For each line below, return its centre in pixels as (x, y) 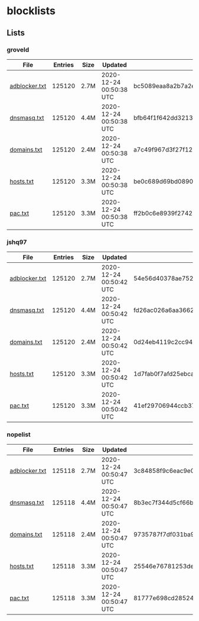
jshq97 (17, 242)
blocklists (31, 11)
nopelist (19, 435)
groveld (18, 50)
